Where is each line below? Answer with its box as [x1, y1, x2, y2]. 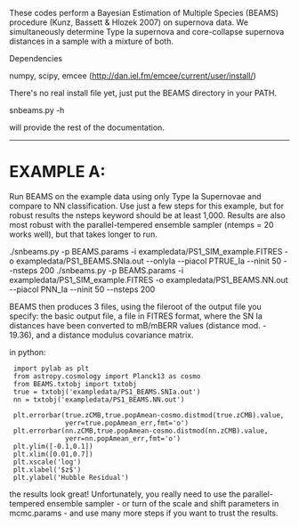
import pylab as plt [12, 364, 90, 373]
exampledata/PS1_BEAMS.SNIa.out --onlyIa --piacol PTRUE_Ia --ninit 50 [16, 255, 282, 266]
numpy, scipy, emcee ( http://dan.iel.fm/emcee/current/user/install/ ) [9, 70, 256, 81]
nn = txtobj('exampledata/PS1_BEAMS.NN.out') [12, 395, 185, 404]
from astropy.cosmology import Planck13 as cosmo [12, 371, 201, 381]
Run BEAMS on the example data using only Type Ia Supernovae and [9, 191, 262, 201]
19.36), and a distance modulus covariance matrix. [9, 329, 194, 340]
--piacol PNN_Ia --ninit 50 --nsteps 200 [9, 284, 156, 295]
